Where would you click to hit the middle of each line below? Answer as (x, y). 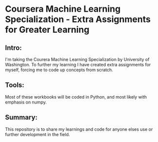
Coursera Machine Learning (63, 9)
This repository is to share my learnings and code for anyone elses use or (79, 129)
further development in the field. (38, 134)
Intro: (13, 48)
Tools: (15, 85)
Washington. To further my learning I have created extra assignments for (78, 65)
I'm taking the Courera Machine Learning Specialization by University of (77, 59)
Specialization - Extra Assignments (78, 19)
